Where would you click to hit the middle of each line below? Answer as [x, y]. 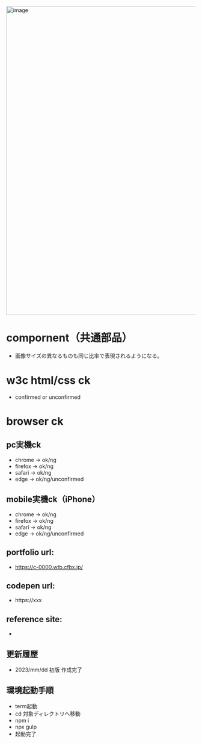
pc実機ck [24, 445]
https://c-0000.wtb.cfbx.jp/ [49, 567]
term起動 [26, 706]
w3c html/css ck [48, 381]
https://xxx [28, 600]
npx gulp [26, 727]
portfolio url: [30, 553]
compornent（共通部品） [69, 338]
